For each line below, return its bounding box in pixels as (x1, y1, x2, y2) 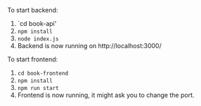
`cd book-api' (17, 20, 57, 27)
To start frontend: (7, 55, 58, 63)
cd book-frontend (17, 70, 69, 77)
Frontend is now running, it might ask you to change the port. (17, 91, 195, 99)
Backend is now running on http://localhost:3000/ (17, 42, 162, 50)
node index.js (17, 36, 59, 43)
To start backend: (7, 6, 58, 14)
